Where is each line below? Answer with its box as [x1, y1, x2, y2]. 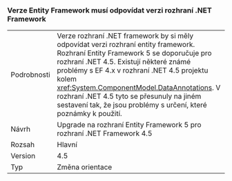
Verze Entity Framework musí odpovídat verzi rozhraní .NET [7, 6, 212, 15]
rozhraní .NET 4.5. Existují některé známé [57, 57, 191, 67]
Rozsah [10, 140, 35, 150]
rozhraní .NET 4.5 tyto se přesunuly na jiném [57, 92, 202, 102]
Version [10, 151, 36, 161]
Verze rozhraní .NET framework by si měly [57, 31, 194, 41]
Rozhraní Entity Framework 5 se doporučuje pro [57, 48, 212, 58]
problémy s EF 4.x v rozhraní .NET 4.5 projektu [57, 66, 209, 75]
